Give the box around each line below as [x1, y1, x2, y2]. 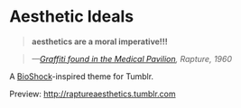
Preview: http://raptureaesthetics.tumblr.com [9, 88, 176, 99]
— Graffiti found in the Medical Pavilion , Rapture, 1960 [31, 53, 233, 64]
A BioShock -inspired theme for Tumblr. [9, 70, 154, 82]
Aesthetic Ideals [9, 6, 134, 27]
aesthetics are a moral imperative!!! [31, 36, 169, 47]
